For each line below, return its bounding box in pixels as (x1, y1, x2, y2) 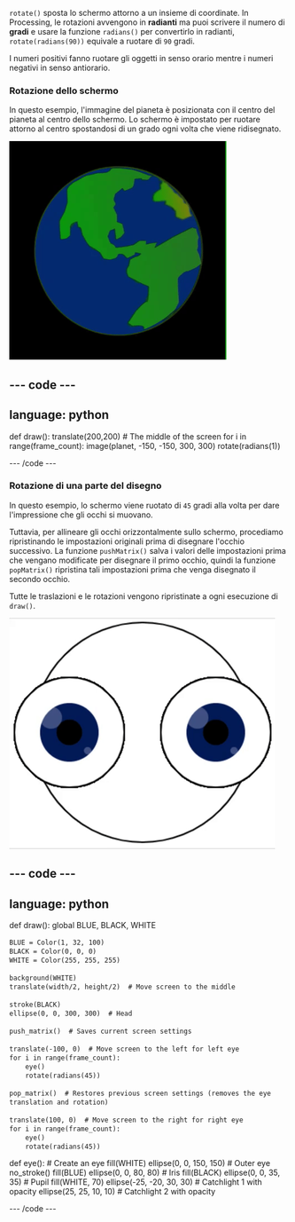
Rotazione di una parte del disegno (9, 479, 162, 492)
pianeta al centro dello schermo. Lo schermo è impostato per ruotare (9, 114, 261, 125)
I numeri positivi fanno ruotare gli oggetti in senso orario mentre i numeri (9, 53, 274, 63)
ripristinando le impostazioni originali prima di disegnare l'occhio (9, 536, 245, 547)
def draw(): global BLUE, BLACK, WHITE (9, 920, 157, 930)
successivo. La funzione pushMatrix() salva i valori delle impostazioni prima (9, 545, 286, 556)
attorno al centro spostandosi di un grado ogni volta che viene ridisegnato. (9, 123, 282, 134)
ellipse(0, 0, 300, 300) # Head (9, 1009, 133, 1018)
